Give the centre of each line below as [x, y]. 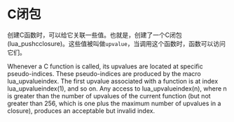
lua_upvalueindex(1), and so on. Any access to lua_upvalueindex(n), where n [117, 89]
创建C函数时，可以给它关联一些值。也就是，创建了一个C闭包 [95, 35]
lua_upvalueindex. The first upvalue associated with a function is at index [113, 81]
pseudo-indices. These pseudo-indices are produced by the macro [104, 73]
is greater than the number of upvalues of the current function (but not [109, 96]
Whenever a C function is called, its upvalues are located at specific [105, 66]
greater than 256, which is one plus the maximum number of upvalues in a [114, 103]
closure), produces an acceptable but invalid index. [81, 110]
